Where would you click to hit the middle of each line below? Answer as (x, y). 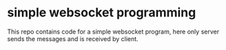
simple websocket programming (102, 13)
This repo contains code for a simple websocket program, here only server (113, 32)
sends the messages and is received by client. (73, 38)
